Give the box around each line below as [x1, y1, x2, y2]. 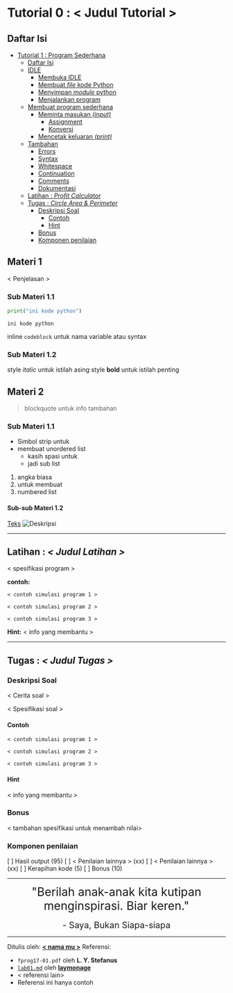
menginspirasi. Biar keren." [44, 898, 189, 913]
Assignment [48, 118, 83, 126]
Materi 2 [7, 386, 44, 397]
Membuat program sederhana [27, 103, 113, 111]
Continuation [37, 169, 75, 177]
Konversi [48, 125, 74, 133]
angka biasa [17, 473, 53, 482]
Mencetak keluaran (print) [37, 132, 112, 141]
